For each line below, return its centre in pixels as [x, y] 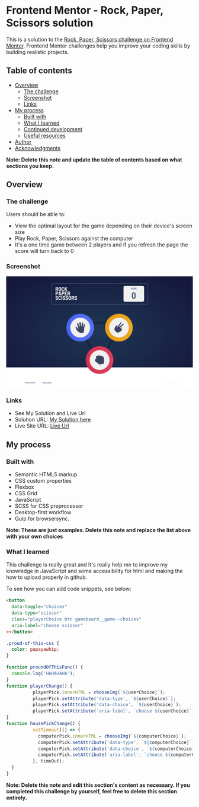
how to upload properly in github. [47, 577]
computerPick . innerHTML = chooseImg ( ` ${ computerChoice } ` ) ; [112, 736]
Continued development [53, 129]
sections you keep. [30, 166]
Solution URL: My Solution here [53, 420]
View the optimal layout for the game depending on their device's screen [103, 226]
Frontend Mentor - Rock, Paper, [85, 10]
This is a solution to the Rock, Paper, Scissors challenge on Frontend [90, 39]
